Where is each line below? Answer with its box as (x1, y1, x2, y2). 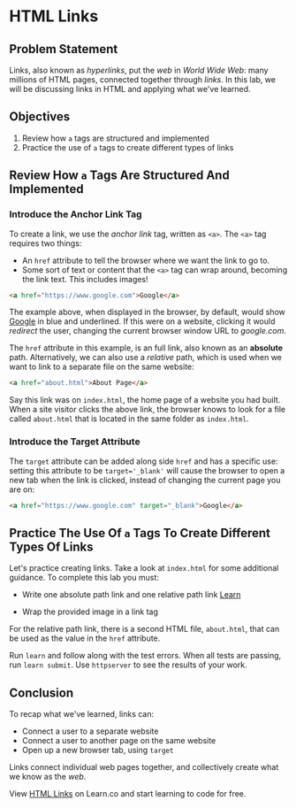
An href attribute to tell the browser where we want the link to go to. (21, 255, 270, 265)
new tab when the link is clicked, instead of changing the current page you (9, 474, 281, 485)
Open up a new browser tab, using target (21, 745, 174, 756)
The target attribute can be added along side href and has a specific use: (9, 456, 278, 466)
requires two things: (9, 237, 82, 249)
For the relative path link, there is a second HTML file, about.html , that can (9, 624, 280, 635)
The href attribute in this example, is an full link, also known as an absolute (9, 342, 284, 353)
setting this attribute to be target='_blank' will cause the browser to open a (9, 465, 285, 475)
